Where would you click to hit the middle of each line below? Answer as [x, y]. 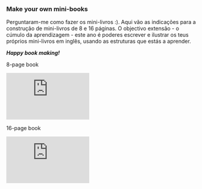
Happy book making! [33, 53]
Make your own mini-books [47, 9]
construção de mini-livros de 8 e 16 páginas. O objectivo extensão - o [93, 28]
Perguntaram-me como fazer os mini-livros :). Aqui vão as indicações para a [101, 22]
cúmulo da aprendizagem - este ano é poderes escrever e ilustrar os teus [97, 35]
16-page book [24, 128]
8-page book [23, 64]
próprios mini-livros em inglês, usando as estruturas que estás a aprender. [99, 42]
